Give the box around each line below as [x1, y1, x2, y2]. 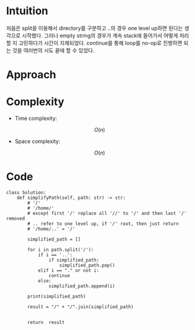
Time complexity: [14, 115, 57, 122]
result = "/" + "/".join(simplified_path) [27, 304, 134, 310]
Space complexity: [14, 138, 60, 145]
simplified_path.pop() [59, 262, 116, 268]
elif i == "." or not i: [37, 268, 100, 274]
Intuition [6, 4, 49, 18]
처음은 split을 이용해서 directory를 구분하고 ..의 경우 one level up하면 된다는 [6, 24, 183, 31]
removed [6, 215, 25, 221]
